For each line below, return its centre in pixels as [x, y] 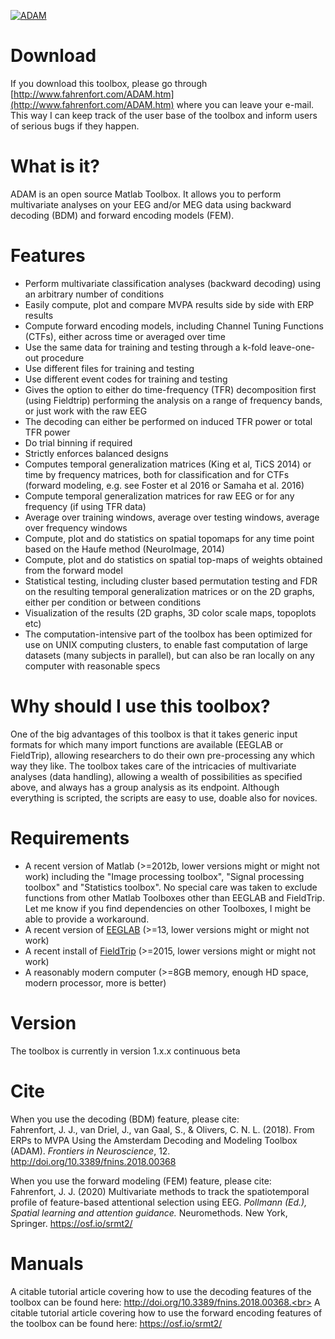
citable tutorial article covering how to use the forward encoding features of [166, 1312]
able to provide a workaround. [87, 919]
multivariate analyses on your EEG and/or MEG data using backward [151, 204]
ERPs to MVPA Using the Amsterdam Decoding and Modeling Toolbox [154, 1140]
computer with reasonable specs [92, 666]
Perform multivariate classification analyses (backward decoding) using [173, 283]
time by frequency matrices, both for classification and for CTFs [157, 474]
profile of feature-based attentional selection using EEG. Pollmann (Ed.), [159, 1202]
